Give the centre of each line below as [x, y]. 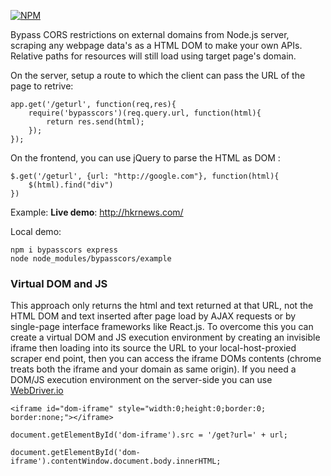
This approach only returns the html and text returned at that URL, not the [162, 306]
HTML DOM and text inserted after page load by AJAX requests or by [153, 316]
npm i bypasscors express [64, 250]
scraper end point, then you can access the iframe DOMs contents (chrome [166, 359]
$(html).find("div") [71, 185]
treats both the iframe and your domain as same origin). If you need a [153, 369]
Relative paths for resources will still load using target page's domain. [153, 56]
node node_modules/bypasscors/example [91, 259]
